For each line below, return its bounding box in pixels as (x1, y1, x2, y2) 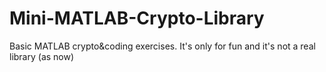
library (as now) (9, 50, 75, 62)
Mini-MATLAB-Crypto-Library (9, 7, 265, 30)
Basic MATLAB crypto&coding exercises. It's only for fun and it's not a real (9, 40, 316, 52)
